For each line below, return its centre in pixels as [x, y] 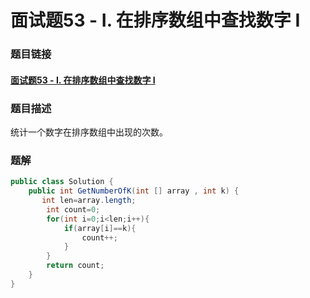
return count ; [75, 266]
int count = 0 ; [73, 209]
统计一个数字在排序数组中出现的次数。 [89, 132]
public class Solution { [62, 182]
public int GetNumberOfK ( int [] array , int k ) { [134, 191]
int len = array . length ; [89, 201]
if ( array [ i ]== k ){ [100, 228]
